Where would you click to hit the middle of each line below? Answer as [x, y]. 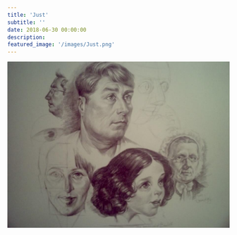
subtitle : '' [26, 22]
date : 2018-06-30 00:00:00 [47, 30]
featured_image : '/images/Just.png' [61, 45]
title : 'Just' [28, 15]
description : [26, 37]
